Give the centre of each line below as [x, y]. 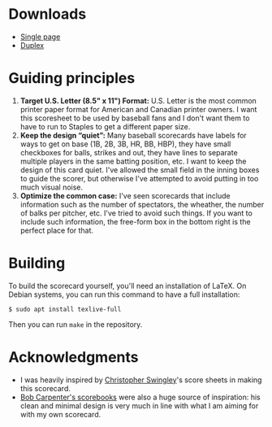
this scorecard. [45, 388]
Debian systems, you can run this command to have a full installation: [124, 294]
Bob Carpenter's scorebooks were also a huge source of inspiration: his [140, 397]
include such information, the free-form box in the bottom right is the [135, 221]
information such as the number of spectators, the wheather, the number [142, 204]
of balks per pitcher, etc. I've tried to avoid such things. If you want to [136, 213]
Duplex [32, 45]
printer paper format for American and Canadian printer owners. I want [138, 109]
